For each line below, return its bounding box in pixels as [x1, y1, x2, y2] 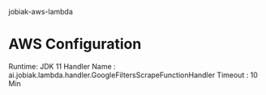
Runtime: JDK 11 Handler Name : [8, 61, 116, 71]
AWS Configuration [8, 35, 142, 53]
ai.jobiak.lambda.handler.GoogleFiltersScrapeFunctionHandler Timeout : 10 [8, 70, 258, 80]
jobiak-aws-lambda [8, 7, 73, 16]
